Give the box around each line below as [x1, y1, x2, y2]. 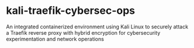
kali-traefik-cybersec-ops [6, 4, 136, 17]
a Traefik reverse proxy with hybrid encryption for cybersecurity [6, 29, 161, 36]
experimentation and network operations [6, 35, 104, 42]
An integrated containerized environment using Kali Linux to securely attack [6, 23, 189, 30]
